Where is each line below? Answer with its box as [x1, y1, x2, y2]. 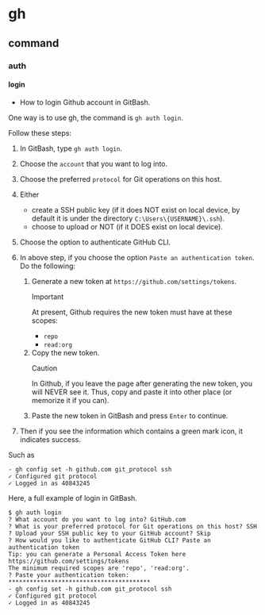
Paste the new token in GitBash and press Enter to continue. [31, 410, 229, 421]
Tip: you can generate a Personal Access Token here [8, 550, 186, 558]
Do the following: [19, 261, 76, 271]
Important [31, 291, 64, 302]
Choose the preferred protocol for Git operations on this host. [19, 174, 222, 183]
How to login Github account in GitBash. [19, 97, 151, 107]
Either [19, 190, 40, 199]
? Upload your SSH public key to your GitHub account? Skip [8, 529, 212, 537]
